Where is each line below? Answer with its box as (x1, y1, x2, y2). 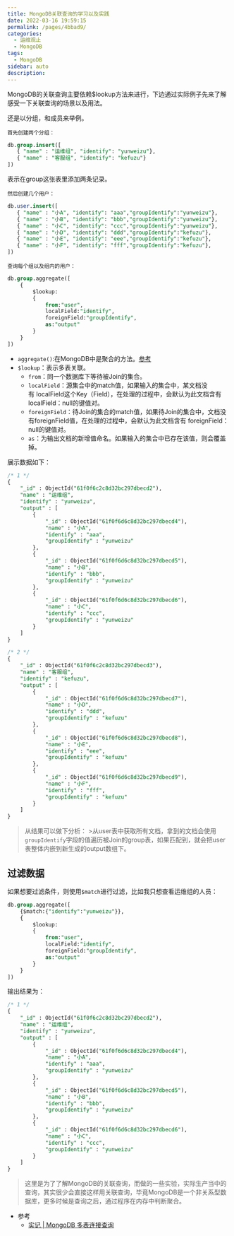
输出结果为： (7, 987, 44, 996)
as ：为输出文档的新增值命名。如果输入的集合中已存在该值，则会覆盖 (27, 434, 226, 442)
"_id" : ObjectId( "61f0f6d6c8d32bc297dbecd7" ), (44, 695, 188, 702)
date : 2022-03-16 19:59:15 (7, 17, 87, 24)
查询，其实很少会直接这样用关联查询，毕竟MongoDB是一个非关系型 (24, 1188, 221, 1196)
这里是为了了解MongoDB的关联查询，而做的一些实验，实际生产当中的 (24, 1179, 227, 1188)
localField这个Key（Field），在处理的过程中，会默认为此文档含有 (36, 389, 222, 398)
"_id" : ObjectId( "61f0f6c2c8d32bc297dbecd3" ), (20, 662, 162, 669)
